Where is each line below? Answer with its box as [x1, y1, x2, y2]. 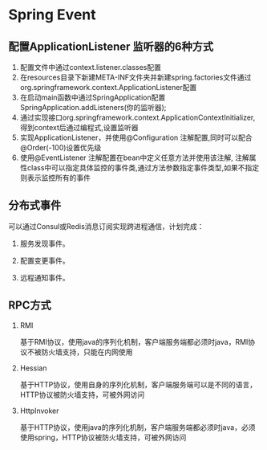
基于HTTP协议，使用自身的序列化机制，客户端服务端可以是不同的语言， [19, 379, 257, 389]
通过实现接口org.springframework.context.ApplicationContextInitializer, [19, 112, 256, 122]
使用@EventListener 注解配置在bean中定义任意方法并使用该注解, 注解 [19, 153, 250, 162]
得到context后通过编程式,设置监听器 [19, 123, 139, 132]
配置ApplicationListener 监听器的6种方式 [8, 39, 214, 53]
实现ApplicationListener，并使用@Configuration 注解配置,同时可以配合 [19, 133, 253, 142]
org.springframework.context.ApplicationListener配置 [19, 83, 197, 92]
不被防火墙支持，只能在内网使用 [26, 347, 133, 357]
